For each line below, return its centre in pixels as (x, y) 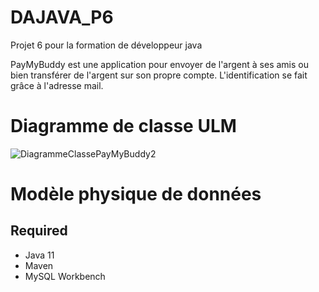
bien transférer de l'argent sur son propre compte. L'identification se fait (159, 75)
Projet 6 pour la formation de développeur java (106, 45)
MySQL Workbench (65, 276)
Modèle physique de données (136, 194)
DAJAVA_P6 (62, 17)
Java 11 (39, 255)
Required (39, 231)
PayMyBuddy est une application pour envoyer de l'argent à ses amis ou (159, 64)
